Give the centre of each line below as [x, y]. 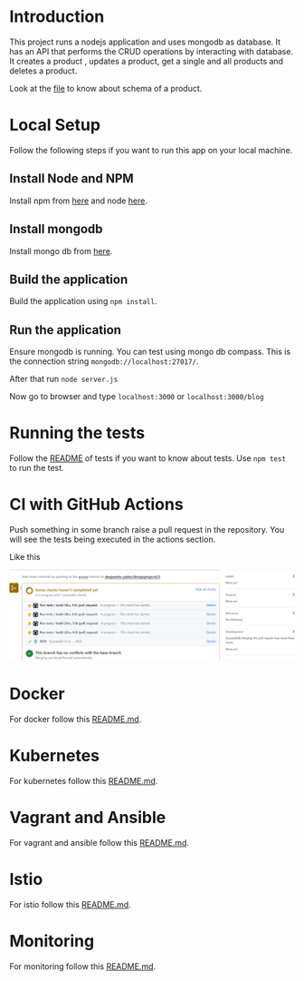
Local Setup [55, 125]
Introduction [57, 17]
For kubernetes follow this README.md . [84, 780]
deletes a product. [43, 71]
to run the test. [37, 468]
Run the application [66, 330]
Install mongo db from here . [61, 250]
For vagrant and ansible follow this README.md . [100, 842]
